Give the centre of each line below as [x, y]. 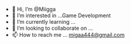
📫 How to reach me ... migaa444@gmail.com [68, 35]
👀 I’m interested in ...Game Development [61, 15]
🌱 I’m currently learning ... [44, 22]
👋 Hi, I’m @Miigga [33, 9]
